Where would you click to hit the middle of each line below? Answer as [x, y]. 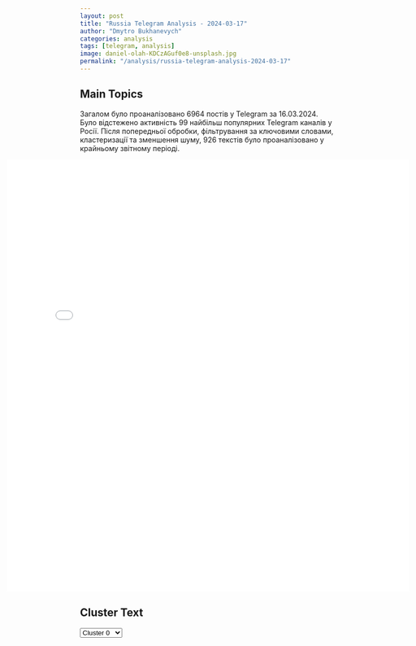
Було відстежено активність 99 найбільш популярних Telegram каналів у [206, 122]
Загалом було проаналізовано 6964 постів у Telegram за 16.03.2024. [199, 114]
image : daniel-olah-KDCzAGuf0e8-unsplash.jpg [158, 54]
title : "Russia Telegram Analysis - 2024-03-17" [164, 24]
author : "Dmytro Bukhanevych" [131, 31]
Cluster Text [112, 613]
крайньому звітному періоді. [130, 148]
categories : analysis [117, 39]
